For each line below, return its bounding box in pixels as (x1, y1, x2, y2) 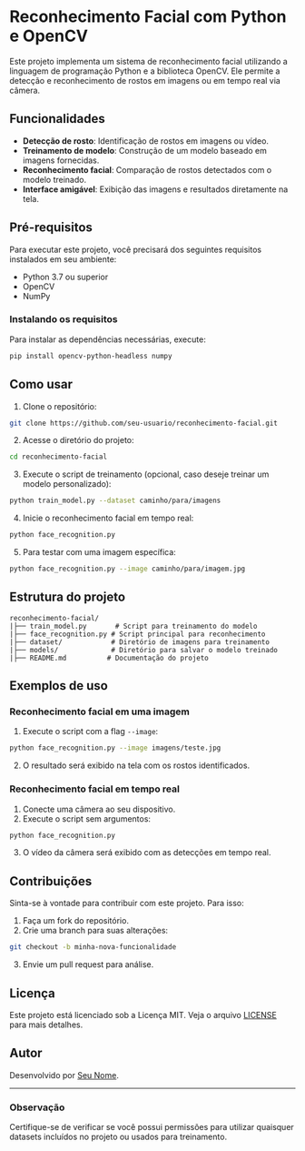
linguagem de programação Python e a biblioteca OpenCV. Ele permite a (9, 66, 280, 76)
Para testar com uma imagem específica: (22, 547, 177, 558)
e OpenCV (9, 25, 89, 46)
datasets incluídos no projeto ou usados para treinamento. (9, 1131, 228, 1143)
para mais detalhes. (9, 1019, 84, 1030)
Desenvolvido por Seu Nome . (9, 1069, 120, 1080)
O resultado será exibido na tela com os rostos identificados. (22, 760, 251, 771)
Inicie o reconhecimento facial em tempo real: (22, 512, 194, 524)
